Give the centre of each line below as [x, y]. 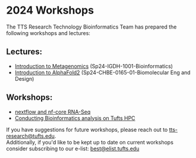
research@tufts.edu [31, 136]
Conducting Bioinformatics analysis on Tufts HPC [75, 118]
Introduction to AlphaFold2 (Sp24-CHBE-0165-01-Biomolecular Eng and [103, 72]
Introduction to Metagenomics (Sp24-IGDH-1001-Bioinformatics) [94, 66]
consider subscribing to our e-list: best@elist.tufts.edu [73, 148]
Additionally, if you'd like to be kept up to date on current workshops [90, 142]
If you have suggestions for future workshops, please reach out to [87, 129]
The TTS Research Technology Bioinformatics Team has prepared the [91, 27]
